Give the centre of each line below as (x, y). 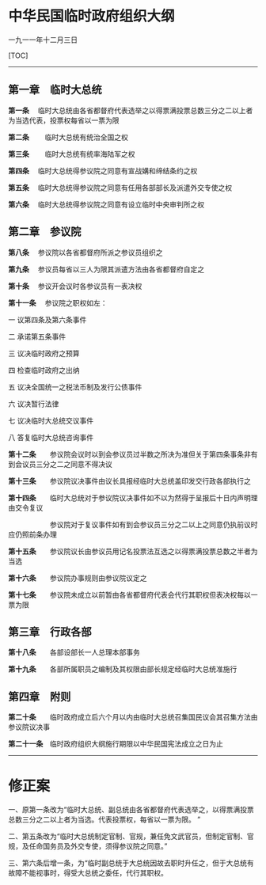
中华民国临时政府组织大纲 (92, 16)
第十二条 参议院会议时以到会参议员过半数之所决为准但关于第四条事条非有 (133, 454)
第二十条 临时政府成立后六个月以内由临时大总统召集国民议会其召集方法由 (133, 717)
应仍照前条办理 (32, 534)
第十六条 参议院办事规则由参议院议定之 (78, 578)
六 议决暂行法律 (34, 404)
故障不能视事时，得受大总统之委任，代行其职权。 (88, 873)
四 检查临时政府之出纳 (44, 370)
